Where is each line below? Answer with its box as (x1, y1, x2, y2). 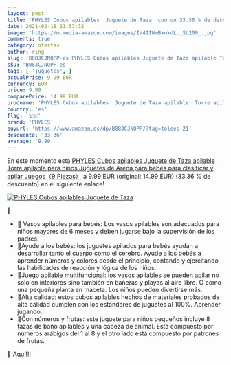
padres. (16, 234, 39, 243)
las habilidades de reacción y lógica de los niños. (16, 264, 157, 272)
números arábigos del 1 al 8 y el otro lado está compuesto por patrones (16, 329, 219, 338)
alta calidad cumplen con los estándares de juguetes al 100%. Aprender (16, 300, 221, 309)
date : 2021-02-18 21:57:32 (7, 23, 85, 30)
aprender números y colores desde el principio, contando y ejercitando (16, 256, 219, 265)
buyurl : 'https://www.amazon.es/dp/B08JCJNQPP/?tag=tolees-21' (7, 125, 192, 132)
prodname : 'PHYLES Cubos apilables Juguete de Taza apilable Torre (7, 100, 211, 107)
